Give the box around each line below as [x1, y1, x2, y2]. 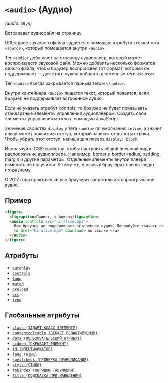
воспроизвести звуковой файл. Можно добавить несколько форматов [5, 60, 156, 66]
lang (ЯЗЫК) [12, 352, 37, 357]
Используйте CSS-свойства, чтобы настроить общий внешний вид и [5, 145, 152, 151]
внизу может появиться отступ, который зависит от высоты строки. [5, 130, 151, 136]
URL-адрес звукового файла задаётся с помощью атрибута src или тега [5, 39, 160, 46]
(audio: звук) [5, 20, 32, 26]
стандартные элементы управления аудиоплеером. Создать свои [5, 110, 146, 116]
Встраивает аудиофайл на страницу [5, 30, 82, 36]
